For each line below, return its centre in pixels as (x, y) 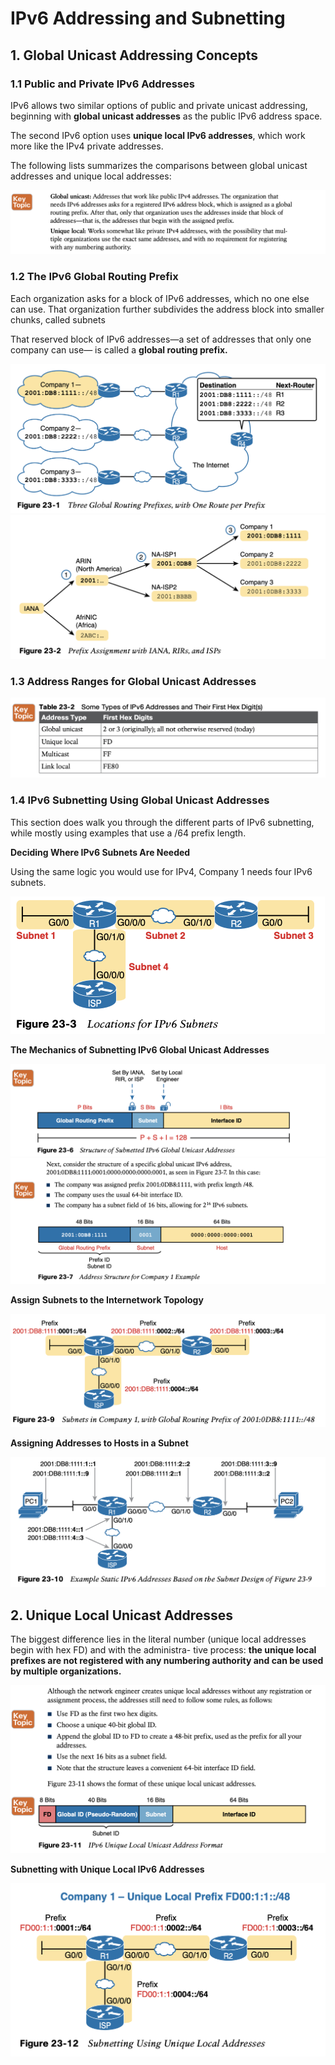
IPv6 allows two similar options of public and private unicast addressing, (159, 105)
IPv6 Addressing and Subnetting (148, 18)
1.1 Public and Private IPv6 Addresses (102, 84)
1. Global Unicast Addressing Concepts (134, 55)
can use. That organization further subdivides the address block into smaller (167, 309)
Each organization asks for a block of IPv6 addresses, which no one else (160, 298)
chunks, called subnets (58, 319)
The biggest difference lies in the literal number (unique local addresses (158, 1639)
